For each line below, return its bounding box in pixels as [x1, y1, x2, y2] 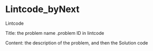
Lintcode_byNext [5, 4, 80, 15]
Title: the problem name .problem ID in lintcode [5, 30, 104, 36]
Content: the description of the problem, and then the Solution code [5, 39, 148, 46]
